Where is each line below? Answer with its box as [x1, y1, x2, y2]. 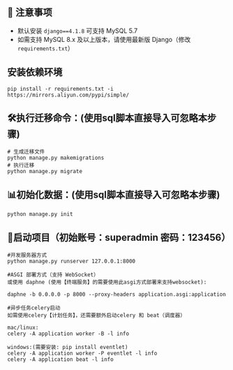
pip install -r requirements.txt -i [7, 85, 114, 92]
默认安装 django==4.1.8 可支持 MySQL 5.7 [17, 27, 138, 35]
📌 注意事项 [7, 6, 52, 19]
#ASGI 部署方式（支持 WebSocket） [7, 272, 99, 279]
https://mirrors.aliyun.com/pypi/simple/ [7, 91, 130, 98]
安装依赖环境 [7, 66, 63, 78]
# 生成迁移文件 [7, 149, 45, 156]
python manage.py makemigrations [7, 154, 105, 162]
